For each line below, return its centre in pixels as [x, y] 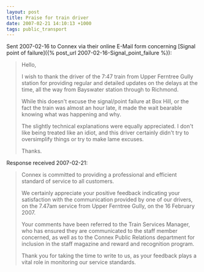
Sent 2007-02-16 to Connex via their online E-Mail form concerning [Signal [101, 46]
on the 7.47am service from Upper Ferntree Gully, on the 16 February [108, 206]
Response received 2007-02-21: [47, 163]
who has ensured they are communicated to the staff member [99, 231]
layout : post [23, 12]
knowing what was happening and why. [71, 114]
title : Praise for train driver [47, 18]
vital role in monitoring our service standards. [79, 262]
